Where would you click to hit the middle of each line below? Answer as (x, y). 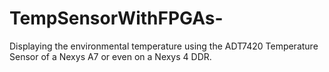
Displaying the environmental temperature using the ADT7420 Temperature (164, 46)
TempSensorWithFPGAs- (116, 18)
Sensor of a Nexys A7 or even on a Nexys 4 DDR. (110, 56)
